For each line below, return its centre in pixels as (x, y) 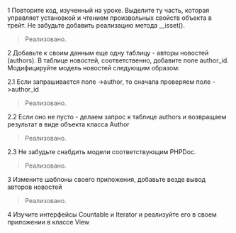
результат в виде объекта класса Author (68, 124)
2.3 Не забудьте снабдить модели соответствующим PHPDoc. (102, 152)
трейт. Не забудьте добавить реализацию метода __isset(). (96, 25)
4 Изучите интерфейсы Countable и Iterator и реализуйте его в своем (112, 215)
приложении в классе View (49, 222)
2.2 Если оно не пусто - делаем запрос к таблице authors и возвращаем (117, 117)
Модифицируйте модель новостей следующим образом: (94, 68)
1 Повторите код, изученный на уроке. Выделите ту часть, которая (108, 10)
